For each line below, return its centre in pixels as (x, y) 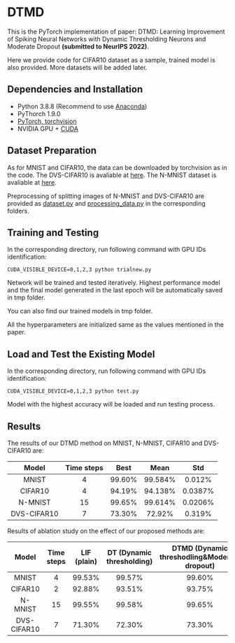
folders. (18, 211)
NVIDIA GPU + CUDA (48, 128)
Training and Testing (53, 233)
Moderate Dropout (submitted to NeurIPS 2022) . (78, 46)
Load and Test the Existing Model (81, 354)
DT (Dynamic (129, 552)
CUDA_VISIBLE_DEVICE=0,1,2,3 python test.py (73, 391)
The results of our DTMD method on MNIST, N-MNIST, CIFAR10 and (105, 443)
